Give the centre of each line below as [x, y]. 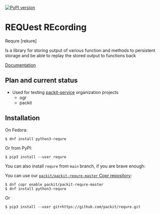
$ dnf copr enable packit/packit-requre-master [54, 184]
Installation [22, 118]
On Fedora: [16, 130]
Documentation [20, 65]
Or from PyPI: [19, 148]
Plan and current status [41, 81]
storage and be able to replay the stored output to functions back [70, 55]
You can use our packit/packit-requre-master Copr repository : [69, 175]
